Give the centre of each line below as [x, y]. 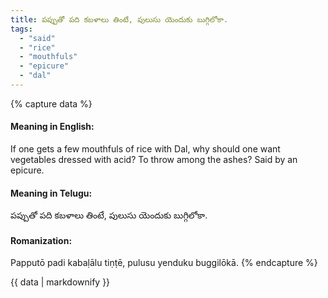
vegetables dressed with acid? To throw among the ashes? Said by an [154, 160]
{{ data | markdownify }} [60, 282]
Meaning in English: [52, 127]
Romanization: [41, 240]
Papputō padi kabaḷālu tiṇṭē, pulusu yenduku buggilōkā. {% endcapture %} [164, 263]
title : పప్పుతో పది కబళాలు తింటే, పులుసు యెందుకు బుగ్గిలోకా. [119, 19]
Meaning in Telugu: [51, 193]
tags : [21, 29]
